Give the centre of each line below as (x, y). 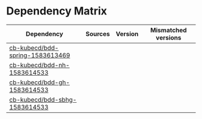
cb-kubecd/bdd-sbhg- (43, 99)
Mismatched (169, 30)
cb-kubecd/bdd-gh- (40, 82)
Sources (98, 34)
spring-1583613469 (40, 55)
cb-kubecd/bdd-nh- (40, 65)
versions (169, 37)
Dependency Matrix (57, 11)
